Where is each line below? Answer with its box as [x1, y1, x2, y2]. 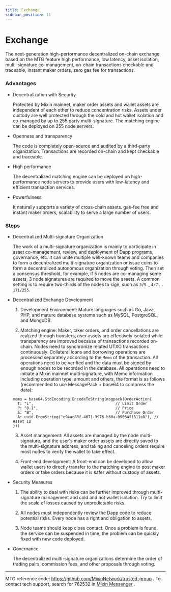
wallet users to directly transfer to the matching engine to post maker [20, 464, 165, 470]
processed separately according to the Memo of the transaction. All [20, 355, 158, 361]
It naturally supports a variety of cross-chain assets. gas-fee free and [12, 204, 159, 210]
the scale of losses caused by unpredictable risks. [20, 500, 126, 506]
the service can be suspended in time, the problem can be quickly [20, 530, 159, 536]
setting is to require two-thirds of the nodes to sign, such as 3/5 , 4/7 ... [12, 281, 163, 288]
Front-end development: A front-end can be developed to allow [20, 459, 153, 465]
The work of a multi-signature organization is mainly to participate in [12, 244, 156, 250]
